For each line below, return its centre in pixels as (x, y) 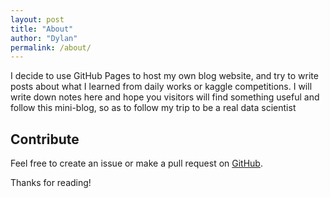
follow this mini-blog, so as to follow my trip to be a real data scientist (153, 108)
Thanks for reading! (51, 183)
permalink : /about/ (51, 47)
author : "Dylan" (44, 38)
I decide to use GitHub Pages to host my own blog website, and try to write (164, 76)
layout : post (37, 19)
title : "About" (42, 29)
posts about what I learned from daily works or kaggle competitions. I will (161, 87)
